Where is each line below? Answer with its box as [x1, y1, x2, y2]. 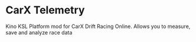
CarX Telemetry [5, 3, 85, 17]
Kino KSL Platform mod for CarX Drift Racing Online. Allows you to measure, [5, 23, 191, 30]
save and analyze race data [5, 29, 73, 36]
